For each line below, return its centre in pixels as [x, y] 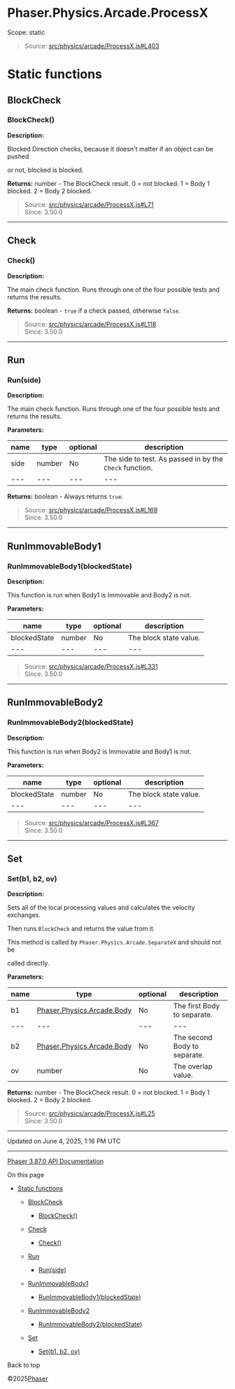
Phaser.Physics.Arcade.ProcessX [108, 13]
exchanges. [24, 915]
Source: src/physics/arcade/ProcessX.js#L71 [89, 204]
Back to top [24, 1365]
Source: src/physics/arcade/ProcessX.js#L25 [90, 1113]
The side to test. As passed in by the [164, 459]
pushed [18, 156]
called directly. [28, 963]
